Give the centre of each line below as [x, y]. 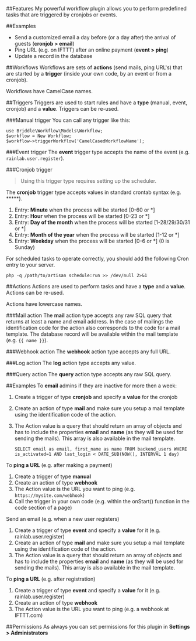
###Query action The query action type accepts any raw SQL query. [89, 374]
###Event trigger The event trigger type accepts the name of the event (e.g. [98, 152]
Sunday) [24, 247]
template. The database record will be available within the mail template [92, 334]
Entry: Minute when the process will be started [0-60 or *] [85, 210]
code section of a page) [43, 507]
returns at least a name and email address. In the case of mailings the [90, 321]
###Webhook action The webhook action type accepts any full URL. [88, 352]
